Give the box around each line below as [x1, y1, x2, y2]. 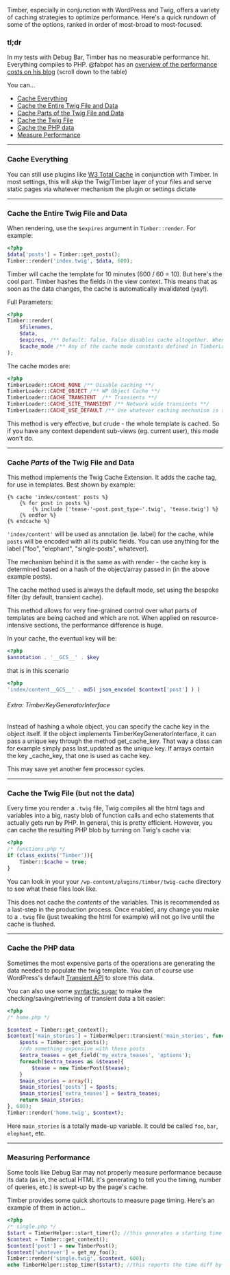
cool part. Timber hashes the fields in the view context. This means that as [7, 277, 218, 285]
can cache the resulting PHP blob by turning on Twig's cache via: [7, 826, 192, 834]
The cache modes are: [7, 362, 71, 370]
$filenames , [19, 324, 53, 331]
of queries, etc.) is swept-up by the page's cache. [7, 1183, 149, 1191]
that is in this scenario [7, 666, 70, 674]
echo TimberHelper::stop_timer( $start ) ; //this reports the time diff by [7, 1261, 222, 1269]
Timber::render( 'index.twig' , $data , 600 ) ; [7, 257, 133, 264]
